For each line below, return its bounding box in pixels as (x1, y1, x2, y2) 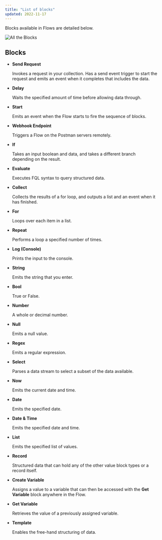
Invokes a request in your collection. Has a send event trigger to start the (12, 71, 158, 77)
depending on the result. (12, 156, 61, 162)
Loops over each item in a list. (12, 218, 72, 224)
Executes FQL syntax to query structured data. (12, 175, 105, 181)
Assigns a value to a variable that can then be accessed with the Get (12, 487, 149, 492)
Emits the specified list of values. (12, 444, 78, 450)
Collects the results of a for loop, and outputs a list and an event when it (12, 194, 156, 200)
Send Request (12, 61, 41, 67)
